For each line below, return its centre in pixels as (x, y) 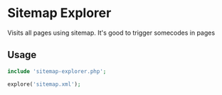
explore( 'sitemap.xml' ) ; (44, 84)
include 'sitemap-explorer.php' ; (57, 71)
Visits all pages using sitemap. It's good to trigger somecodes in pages (111, 33)
